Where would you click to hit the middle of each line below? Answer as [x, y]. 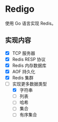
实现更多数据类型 [29, 84]
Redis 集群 [23, 78]
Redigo [20, 9]
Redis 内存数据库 [29, 65]
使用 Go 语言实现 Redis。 [30, 23]
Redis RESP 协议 [29, 59]
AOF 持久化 [24, 71]
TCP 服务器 [24, 53]
